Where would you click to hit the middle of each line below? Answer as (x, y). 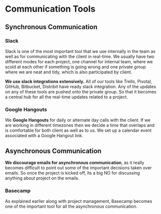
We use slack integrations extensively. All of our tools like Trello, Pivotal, (79, 81)
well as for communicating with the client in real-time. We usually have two (80, 56)
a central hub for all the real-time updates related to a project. (67, 97)
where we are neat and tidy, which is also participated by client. (69, 72)
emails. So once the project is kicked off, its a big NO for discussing (72, 173)
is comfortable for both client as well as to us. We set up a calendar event (78, 130)
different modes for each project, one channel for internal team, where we (79, 61)
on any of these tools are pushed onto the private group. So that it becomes (81, 91)
